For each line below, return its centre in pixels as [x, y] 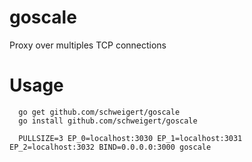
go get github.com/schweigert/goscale [99, 112]
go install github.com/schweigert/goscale [108, 121]
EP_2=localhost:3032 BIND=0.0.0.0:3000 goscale [110, 147]
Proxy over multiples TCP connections [88, 45]
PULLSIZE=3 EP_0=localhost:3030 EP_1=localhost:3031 [130, 138]
